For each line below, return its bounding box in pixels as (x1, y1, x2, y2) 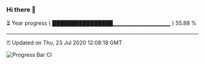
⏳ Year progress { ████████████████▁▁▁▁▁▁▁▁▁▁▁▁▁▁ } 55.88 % (6, 19, 197, 27)
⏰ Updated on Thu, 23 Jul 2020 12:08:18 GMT (6, 39, 123, 46)
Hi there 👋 (6, 5, 37, 14)
